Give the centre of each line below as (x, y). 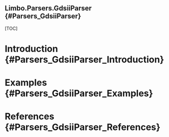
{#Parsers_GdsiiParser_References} (83, 127)
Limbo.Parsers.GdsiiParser (48, 8)
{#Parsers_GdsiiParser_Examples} (79, 94)
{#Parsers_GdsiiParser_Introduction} (84, 60)
